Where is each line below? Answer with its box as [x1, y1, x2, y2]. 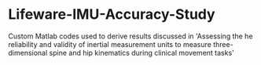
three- [213, 39, 233, 49]
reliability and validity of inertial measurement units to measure [8, 39, 212, 49]
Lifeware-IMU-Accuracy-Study [8, 5, 215, 23]
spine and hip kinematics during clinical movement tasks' [49, 48, 234, 57]
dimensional [8, 48, 48, 57]
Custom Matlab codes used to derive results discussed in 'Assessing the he [8, 31, 253, 41]
